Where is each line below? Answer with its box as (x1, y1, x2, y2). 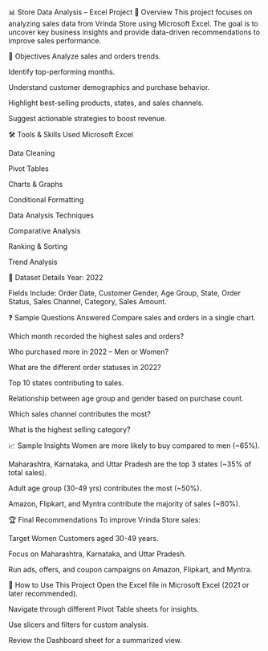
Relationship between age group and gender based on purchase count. (8, 393, 244, 403)
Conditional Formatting (8, 195, 84, 204)
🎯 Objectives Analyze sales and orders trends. (8, 51, 161, 61)
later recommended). (8, 589, 79, 598)
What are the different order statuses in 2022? (8, 363, 162, 372)
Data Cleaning (8, 149, 55, 157)
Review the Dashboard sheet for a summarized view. (8, 636, 182, 645)
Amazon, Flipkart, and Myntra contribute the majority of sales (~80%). (8, 499, 241, 508)
